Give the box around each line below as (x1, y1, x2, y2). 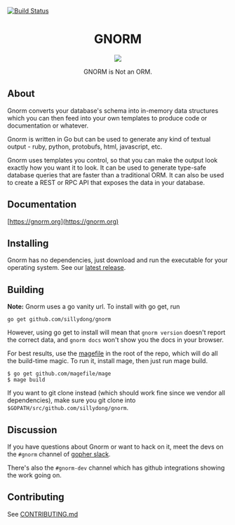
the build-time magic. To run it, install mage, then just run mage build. (7, 357, 208, 365)
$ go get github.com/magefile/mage (7, 370, 112, 378)
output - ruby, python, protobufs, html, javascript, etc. (7, 142, 163, 151)
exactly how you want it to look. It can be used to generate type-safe (7, 163, 207, 172)
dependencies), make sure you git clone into (7, 396, 136, 404)
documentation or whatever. (7, 121, 89, 130)
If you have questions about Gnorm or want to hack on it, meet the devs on (7, 442, 224, 451)
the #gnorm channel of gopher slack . (7, 450, 111, 458)
